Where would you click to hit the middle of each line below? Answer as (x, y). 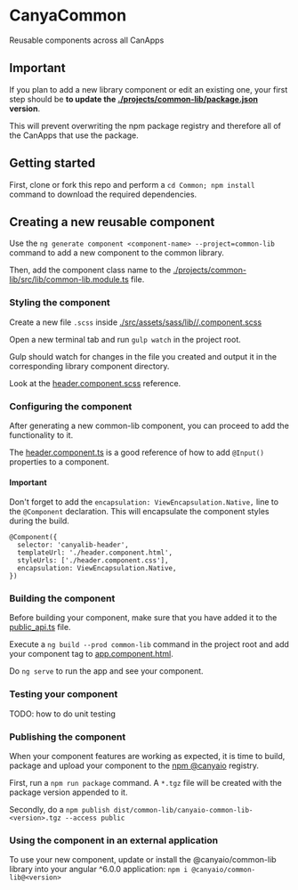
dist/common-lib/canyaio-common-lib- (183, 811)
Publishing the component (68, 737)
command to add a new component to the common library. (117, 253)
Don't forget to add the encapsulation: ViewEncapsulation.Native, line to (144, 502)
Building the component (62, 599)
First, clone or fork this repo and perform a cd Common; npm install (132, 184)
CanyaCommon (68, 16)
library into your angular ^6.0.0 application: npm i (99, 870)
